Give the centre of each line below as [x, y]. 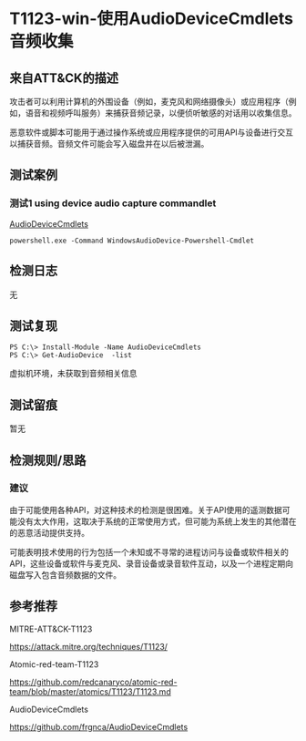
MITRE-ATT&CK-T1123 [51, 629]
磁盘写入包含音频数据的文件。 [65, 574]
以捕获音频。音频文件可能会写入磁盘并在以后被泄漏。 [109, 144]
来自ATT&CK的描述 [64, 78]
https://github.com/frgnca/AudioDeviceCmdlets [99, 726]
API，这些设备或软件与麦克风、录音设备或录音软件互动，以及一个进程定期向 [152, 563]
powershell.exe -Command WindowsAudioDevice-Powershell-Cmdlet [132, 241]
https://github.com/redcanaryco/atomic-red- [93, 682]
